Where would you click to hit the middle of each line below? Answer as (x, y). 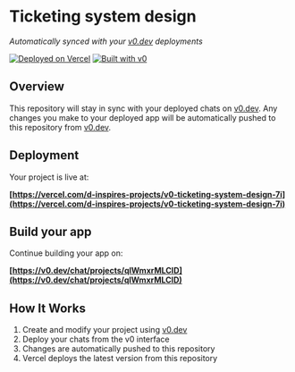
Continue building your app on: (66, 253)
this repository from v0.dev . (60, 127)
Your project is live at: (49, 177)
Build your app (51, 231)
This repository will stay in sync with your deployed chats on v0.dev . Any (143, 108)
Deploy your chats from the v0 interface (96, 339)
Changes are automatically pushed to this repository (118, 349)
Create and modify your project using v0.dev (105, 330)
